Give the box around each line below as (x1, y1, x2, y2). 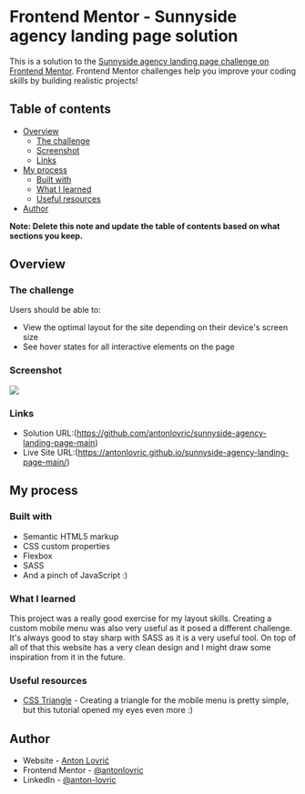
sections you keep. (9, 230, 84, 241)
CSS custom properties (22, 540, 111, 551)
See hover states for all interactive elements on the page (22, 341, 235, 352)
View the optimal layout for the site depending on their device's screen (22, 322, 289, 333)
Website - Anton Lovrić (22, 755, 110, 766)
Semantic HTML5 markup (22, 530, 119, 542)
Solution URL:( (22, 427, 77, 438)
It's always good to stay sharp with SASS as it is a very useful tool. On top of (9, 632, 297, 643)
